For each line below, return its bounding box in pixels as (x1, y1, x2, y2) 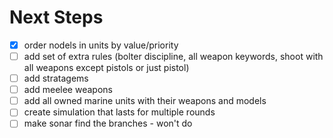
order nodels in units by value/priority (23, 39, 179, 51)
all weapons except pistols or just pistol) (23, 62, 190, 74)
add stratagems (23, 72, 89, 85)
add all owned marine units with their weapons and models (23, 95, 267, 107)
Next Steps (9, 6, 104, 29)
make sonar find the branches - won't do (23, 117, 193, 130)
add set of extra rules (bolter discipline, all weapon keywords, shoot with (23, 51, 324, 62)
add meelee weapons (23, 84, 113, 96)
